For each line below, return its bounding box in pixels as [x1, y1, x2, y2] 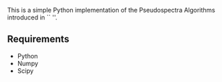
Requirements [7, 33, 69, 45]
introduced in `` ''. [7, 13, 58, 22]
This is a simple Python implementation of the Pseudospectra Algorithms [7, 6, 216, 14]
